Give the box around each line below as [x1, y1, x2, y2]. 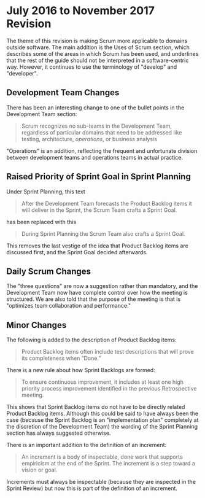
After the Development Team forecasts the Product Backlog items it [21, 200, 192, 207]
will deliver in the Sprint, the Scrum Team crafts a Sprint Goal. [21, 206, 177, 214]
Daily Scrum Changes [6, 266, 91, 276]
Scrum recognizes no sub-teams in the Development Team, [21, 122, 172, 130]
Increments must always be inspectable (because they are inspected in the [6, 478, 196, 486]
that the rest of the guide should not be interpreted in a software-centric [6, 56, 189, 64]
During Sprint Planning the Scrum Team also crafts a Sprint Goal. [21, 230, 185, 237]
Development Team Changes [6, 87, 120, 98]
